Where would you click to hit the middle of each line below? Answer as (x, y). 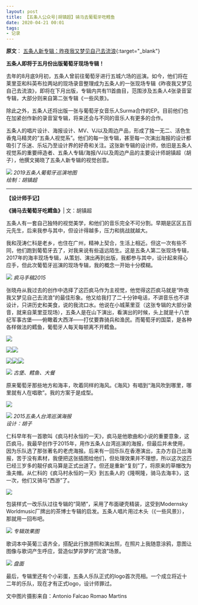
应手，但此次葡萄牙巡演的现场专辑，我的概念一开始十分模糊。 (81, 265)
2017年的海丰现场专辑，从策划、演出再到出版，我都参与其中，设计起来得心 (97, 258)
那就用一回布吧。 (27, 519)
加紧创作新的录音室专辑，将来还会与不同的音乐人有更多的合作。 (88, 118)
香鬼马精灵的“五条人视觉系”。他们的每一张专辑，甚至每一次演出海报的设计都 (99, 138)
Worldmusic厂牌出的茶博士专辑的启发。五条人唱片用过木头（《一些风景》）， (97, 511)
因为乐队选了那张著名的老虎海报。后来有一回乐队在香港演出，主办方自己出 (96, 451)
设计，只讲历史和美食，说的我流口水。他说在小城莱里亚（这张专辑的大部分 (96, 305)
